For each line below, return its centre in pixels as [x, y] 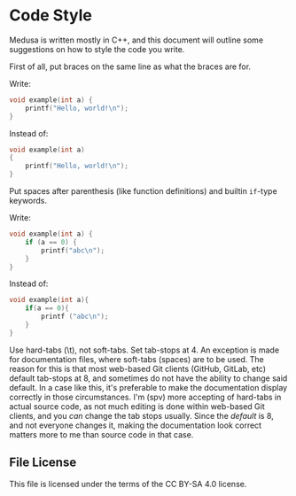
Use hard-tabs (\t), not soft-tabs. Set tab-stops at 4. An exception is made [144, 350]
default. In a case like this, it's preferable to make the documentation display [148, 387]
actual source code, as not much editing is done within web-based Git [137, 406]
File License [43, 463]
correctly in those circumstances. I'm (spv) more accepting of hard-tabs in [145, 397]
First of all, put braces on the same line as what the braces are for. [130, 66]
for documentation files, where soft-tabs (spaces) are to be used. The [136, 359]
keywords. [28, 201]
